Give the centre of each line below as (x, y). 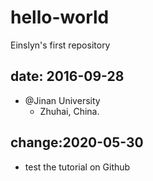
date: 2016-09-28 (67, 76)
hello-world (60, 17)
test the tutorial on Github (77, 167)
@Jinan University (62, 100)
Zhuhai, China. (69, 111)
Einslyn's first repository (60, 45)
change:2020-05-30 (77, 142)
